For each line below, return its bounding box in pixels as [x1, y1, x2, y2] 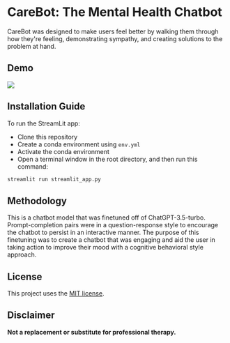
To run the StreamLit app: [7, 119, 80, 128]
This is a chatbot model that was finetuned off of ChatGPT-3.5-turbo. [7, 213, 206, 222]
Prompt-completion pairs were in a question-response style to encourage [7, 221, 218, 229]
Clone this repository [17, 132, 78, 141]
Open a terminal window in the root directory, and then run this [17, 155, 198, 163]
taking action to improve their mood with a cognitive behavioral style [7, 243, 204, 252]
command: [17, 162, 49, 171]
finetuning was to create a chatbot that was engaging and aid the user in [7, 236, 216, 244]
